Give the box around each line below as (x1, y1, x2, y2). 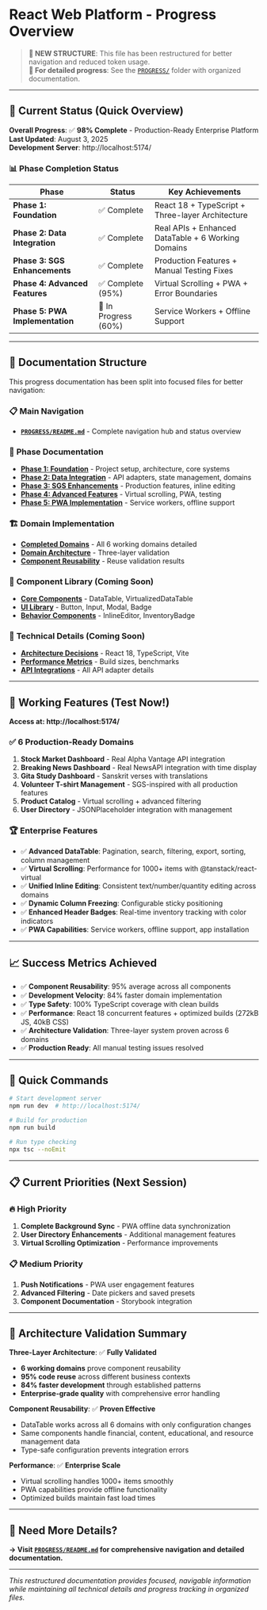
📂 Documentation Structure (9, 356, 147, 369)
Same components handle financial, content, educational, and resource (20, 1429, 254, 1438)
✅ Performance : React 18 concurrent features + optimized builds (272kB (20, 1008, 259, 1017)
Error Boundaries (154, 288, 218, 299)
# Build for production (9, 1116, 88, 1124)
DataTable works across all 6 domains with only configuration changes (20, 1420, 252, 1429)
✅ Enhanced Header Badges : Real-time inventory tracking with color (20, 907, 246, 917)
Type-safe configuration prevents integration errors (20, 1445, 189, 1455)
